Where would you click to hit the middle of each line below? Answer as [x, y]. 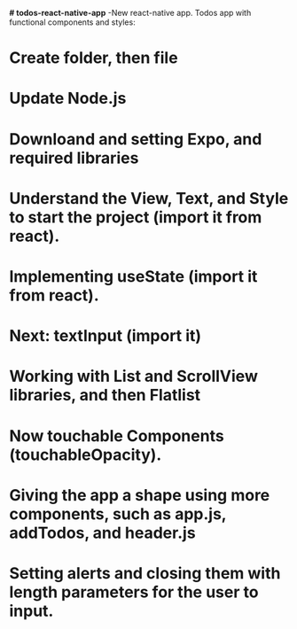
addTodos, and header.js [103, 533]
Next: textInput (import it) [106, 336]
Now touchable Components [117, 435]
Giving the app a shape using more [140, 495]
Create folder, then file [94, 58]
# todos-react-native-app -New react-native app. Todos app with [130, 13]
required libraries [74, 158]
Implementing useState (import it [133, 276]
